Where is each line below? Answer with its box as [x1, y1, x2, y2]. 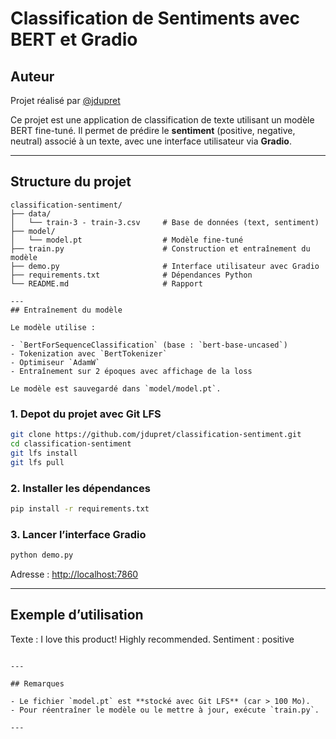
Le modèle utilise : [10, 322, 97, 332]
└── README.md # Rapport [10, 278, 203, 289]
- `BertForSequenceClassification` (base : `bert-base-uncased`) [10, 340, 288, 350]
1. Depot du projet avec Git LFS [10, 407, 162, 421]
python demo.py [10, 550, 74, 561]
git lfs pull [10, 457, 65, 467]
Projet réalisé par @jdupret [10, 95, 121, 106]
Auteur [10, 68, 55, 85]
